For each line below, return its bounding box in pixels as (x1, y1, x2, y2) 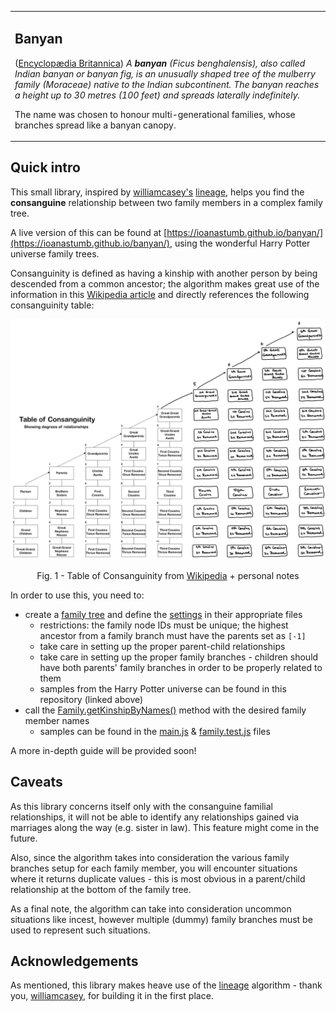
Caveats (10, 774, 63, 791)
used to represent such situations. (10, 924, 151, 936)
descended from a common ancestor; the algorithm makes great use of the (10, 277, 320, 290)
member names (24, 714, 90, 726)
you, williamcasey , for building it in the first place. (10, 990, 214, 1002)
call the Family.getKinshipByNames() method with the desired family (24, 704, 307, 716)
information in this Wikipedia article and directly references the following (10, 288, 310, 300)
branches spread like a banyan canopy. (14, 119, 177, 131)
